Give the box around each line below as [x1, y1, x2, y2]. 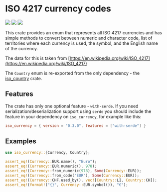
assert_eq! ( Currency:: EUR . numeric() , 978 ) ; [5, 164, 97, 169]
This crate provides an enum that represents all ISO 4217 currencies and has [5, 29, 162, 35]
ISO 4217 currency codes [5, 3, 111, 14]
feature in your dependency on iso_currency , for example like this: [5, 113, 142, 119]
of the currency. [5, 45, 38, 51]
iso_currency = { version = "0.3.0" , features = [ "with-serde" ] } [5, 123, 146, 128]
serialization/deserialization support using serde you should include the [5, 108, 152, 114]
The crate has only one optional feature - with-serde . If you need [5, 103, 139, 109]
